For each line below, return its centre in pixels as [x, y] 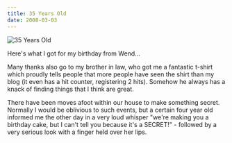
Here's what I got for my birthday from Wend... [74, 53]
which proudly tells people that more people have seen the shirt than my [111, 74]
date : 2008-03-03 [32, 20]
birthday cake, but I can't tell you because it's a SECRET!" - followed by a [112, 124]
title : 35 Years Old [37, 14]
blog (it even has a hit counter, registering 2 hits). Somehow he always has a [116, 81]
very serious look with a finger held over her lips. [77, 132]
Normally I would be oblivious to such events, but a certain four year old [110, 110]
